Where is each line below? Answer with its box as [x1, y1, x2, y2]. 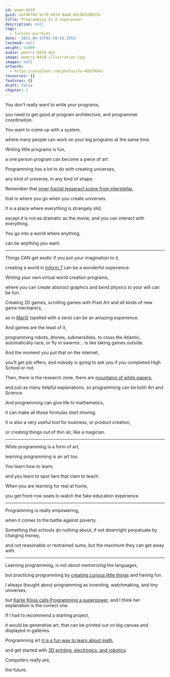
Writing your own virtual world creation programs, [5, 274, 109, 280]
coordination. [5, 117, 33, 123]
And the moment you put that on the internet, [5, 349, 100, 355]
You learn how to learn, [5, 463, 54, 469]
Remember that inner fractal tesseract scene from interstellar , [5, 186, 134, 192]
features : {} [5, 78, 33, 83]
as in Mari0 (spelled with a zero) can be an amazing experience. [5, 314, 139, 320]
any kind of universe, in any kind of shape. [5, 175, 94, 182]
